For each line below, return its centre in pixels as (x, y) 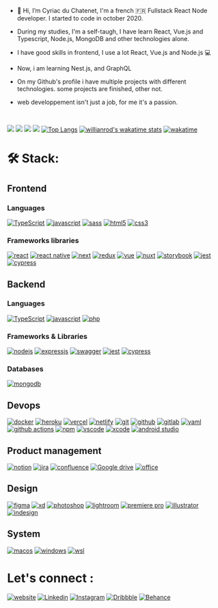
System (24, 534)
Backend (26, 284)
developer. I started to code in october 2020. (80, 18)
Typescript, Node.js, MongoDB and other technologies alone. (103, 39)
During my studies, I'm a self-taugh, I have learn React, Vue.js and (110, 31)
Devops (24, 405)
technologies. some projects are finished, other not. (90, 89)
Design (23, 489)
